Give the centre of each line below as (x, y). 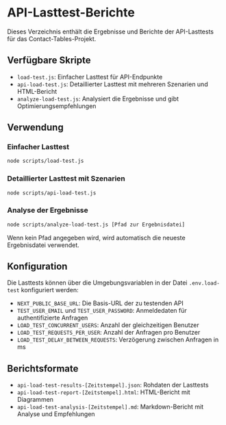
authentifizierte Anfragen (52, 318)
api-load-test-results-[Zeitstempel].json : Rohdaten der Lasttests (113, 385)
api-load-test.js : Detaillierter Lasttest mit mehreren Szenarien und (112, 84)
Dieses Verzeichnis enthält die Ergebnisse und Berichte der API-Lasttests (111, 31)
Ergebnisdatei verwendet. (43, 245)
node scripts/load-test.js (46, 161)
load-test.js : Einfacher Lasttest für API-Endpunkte (90, 77)
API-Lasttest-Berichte (71, 13)
